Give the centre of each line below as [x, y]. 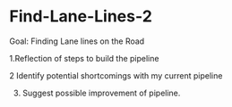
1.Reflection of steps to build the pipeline [84, 58]
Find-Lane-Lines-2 [81, 16]
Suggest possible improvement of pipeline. [101, 93]
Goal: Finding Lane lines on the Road [77, 41]
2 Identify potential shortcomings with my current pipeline [116, 75]
